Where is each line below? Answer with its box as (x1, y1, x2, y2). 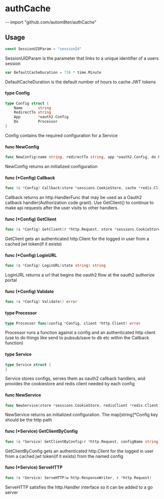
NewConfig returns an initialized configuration (5, 164, 98, 170)
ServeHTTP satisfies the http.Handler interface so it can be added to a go (5, 484, 153, 490)
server (5, 489, 19, 495)
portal (5, 277, 17, 283)
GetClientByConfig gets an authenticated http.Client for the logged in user (5, 448, 154, 454)
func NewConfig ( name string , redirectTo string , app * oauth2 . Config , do (5, 155, 156, 160)
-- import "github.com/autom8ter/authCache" (5, 19, 97, 25)
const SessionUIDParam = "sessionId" (5, 46, 82, 51)
